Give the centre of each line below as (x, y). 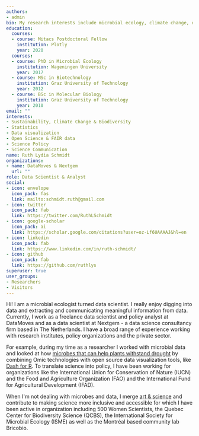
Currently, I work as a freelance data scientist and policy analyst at (87, 317)
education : (20, 28)
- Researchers (24, 282)
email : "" (18, 111)
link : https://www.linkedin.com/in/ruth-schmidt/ (74, 249)
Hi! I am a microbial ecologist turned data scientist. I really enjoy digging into (99, 304)
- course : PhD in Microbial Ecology (57, 61)
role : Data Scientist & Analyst (46, 177)
